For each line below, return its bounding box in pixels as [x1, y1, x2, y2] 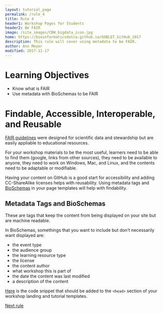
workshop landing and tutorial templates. [5, 293, 88, 299]
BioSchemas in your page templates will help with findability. [5, 185, 127, 191]
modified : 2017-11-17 [5, 48, 49, 53]
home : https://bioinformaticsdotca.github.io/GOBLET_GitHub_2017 [5, 35, 141, 40]
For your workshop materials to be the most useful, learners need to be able [5, 149, 159, 155]
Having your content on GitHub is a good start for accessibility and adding [5, 175, 155, 181]
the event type [12, 242, 42, 248]
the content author [12, 263, 50, 269]
